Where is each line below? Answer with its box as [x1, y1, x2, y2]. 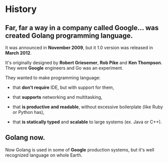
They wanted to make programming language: [5, 75, 101, 81]
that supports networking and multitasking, [12, 94, 103, 100]
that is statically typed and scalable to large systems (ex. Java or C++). [12, 119, 162, 125]
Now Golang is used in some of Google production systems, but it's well [5, 146, 154, 152]
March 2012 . [5, 50, 32, 56]
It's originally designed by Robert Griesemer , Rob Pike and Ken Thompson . [5, 60, 162, 66]
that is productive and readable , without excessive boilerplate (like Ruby [12, 104, 163, 110]
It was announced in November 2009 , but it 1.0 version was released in [5, 45, 153, 51]
